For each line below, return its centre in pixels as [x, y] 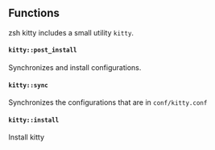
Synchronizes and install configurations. [75, 68]
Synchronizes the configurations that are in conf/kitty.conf [108, 102]
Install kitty [27, 137]
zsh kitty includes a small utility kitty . [71, 32]
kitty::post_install [43, 50]
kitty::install [34, 120]
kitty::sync [28, 85]
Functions [34, 13]
